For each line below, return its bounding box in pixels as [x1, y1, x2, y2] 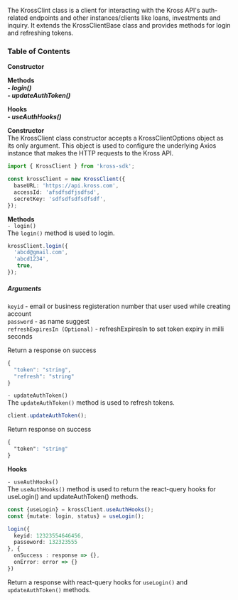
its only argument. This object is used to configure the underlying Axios [7, 141, 217, 150]
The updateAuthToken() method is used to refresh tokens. [7, 398, 175, 407]
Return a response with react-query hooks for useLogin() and [7, 578, 188, 587]
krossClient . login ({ [7, 242, 69, 249]
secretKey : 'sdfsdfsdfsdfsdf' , [13, 195, 107, 202]
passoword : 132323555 [13, 539, 78, 546]
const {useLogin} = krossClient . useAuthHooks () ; [7, 506, 154, 513]
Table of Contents [7, 46, 71, 56]
